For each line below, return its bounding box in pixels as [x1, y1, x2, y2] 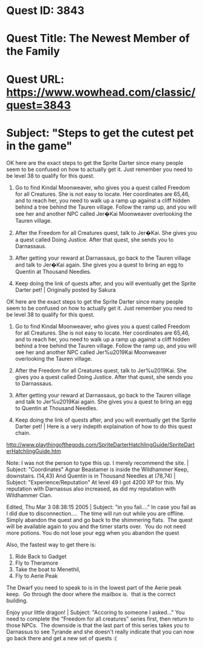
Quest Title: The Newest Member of [6, 32, 190, 46]
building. [6, 597, 28, 604]
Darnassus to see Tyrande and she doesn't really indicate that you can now [6, 628, 195, 635]
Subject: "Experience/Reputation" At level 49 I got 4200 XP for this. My [6, 478, 184, 486]
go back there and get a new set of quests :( [6, 634, 117, 642]
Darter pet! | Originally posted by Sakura [15, 286, 116, 293]
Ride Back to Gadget [15, 552, 67, 560]
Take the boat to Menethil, [15, 565, 81, 573]
